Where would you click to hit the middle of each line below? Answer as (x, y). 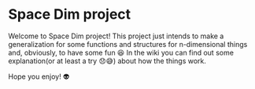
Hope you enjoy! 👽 (39, 77)
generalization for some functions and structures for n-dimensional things (128, 44)
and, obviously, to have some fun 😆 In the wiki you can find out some (121, 52)
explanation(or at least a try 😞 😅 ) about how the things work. (107, 61)
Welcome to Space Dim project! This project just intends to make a (116, 36)
